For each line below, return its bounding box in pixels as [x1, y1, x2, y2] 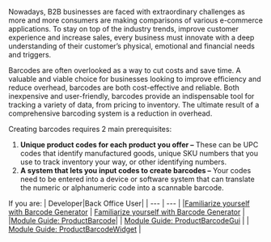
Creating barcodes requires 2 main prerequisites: [8, 125, 172, 134]
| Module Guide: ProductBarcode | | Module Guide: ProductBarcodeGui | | [8, 216, 249, 225]
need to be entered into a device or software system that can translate [19, 174, 255, 184]
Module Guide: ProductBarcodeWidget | [8, 224, 142, 234]
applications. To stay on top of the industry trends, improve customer [8, 24, 239, 33]
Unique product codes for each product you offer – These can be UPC [19, 140, 259, 149]
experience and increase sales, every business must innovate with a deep [8, 32, 255, 42]
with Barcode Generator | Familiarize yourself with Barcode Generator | [8, 207, 245, 217]
